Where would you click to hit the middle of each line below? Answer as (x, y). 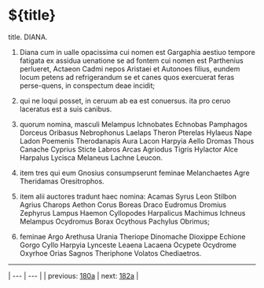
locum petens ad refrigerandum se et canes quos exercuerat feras (127, 77)
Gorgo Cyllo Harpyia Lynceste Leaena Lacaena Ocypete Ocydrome (128, 245)
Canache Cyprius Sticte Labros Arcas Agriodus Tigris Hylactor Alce (128, 149)
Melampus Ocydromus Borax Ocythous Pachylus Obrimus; (114, 221)
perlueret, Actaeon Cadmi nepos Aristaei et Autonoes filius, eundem (130, 68)
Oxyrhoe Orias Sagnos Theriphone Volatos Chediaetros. (110, 253)
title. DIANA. (28, 37)
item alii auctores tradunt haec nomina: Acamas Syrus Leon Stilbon (128, 196)
